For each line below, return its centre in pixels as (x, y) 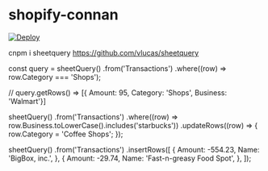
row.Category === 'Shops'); (55, 77)
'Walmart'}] (27, 101)
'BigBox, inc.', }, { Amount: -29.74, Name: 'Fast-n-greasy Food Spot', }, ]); (130, 158)
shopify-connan (63, 15)
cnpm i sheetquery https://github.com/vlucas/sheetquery (104, 52)
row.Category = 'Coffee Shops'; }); (66, 134)
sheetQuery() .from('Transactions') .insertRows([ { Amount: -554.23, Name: (134, 149)
